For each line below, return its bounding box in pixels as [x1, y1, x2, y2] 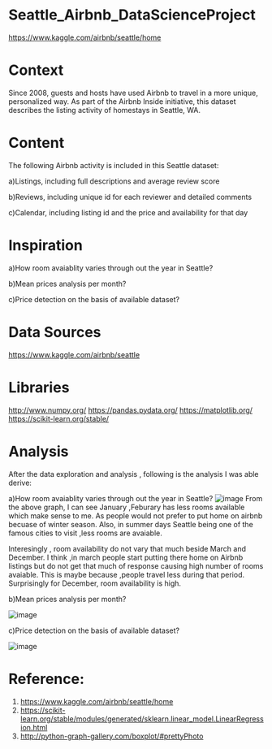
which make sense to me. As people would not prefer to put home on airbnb [8, 510, 263, 521]
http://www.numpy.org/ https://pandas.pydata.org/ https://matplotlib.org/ [8, 405, 253, 415]
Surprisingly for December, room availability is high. [8, 578, 181, 588]
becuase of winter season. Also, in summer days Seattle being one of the [8, 519, 253, 529]
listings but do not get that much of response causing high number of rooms [8, 561, 264, 570]
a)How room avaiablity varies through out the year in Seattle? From [8, 493, 263, 503]
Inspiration [8, 236, 83, 254]
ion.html [19, 722, 48, 732]
